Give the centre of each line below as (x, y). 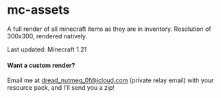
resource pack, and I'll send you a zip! (61, 88)
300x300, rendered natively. (47, 36)
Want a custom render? (41, 65)
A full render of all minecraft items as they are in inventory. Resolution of (109, 29)
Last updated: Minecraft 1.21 (47, 49)
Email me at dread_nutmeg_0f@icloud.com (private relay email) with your (110, 80)
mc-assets (38, 10)
